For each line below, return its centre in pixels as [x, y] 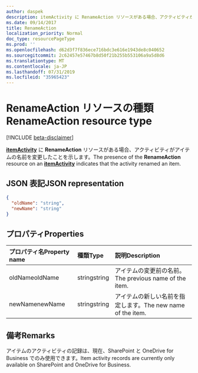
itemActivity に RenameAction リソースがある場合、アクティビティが [90, 150]
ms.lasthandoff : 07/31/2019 [41, 72]
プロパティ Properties [45, 234]
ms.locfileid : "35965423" [38, 77]
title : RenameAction [32, 28]
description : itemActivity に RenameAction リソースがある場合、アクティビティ [98, 17]
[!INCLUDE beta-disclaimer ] [40, 138]
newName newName [37, 304]
